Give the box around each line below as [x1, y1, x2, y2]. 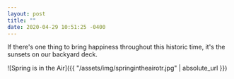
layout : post [7, 10, 46, 18]
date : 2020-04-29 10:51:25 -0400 [7, 23, 106, 30]
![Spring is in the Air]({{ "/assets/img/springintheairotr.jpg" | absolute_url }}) [7, 64, 228, 73]
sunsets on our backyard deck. [7, 50, 98, 59]
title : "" [7, 17, 37, 24]
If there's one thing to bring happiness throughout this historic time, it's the [7, 43, 226, 51]
